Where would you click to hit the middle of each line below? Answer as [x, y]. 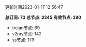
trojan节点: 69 [26, 28]
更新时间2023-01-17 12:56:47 [34, 7]
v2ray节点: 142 [27, 34]
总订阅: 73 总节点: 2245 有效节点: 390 [43, 17]
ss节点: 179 [23, 40]
